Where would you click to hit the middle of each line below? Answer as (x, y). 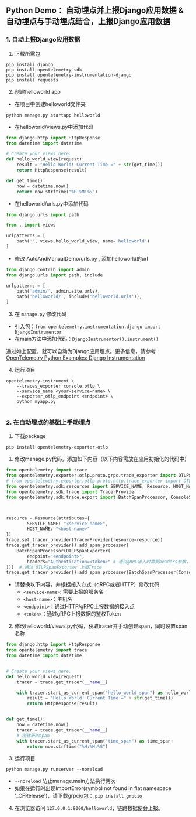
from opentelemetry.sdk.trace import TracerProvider (71, 492)
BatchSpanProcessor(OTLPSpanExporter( (64, 551)
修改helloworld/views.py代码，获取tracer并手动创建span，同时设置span (101, 626)
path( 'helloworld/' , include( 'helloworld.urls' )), (79, 297)
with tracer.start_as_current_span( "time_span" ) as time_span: (95, 741)
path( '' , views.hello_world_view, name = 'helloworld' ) (83, 241)
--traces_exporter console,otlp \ (58, 386)
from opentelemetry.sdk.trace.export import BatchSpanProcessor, (87, 497)
